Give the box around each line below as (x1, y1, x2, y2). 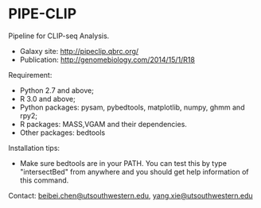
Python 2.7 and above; (19, 85, 94, 95)
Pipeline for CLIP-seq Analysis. (8, 31, 110, 40)
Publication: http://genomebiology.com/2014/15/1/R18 (19, 55, 195, 64)
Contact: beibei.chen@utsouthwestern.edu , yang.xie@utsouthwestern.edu (8, 191, 253, 200)
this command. (19, 175, 69, 185)
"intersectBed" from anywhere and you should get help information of (19, 167, 249, 176)
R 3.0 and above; (19, 94, 76, 103)
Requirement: (8, 70, 53, 79)
